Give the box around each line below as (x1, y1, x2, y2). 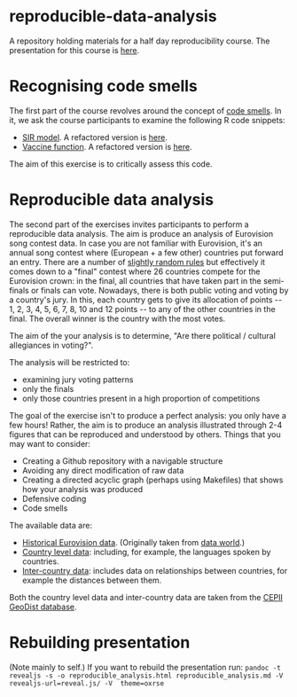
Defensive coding (21, 493, 87, 504)
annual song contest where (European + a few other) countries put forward (9, 247, 284, 258)
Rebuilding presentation (9, 632, 191, 653)
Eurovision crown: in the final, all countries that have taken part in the (9, 275, 262, 286)
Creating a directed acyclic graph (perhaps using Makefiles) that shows (21, 474, 284, 485)
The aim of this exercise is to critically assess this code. (9, 158, 213, 169)
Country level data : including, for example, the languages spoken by (21, 546, 271, 557)
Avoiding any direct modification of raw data (21, 465, 184, 475)
